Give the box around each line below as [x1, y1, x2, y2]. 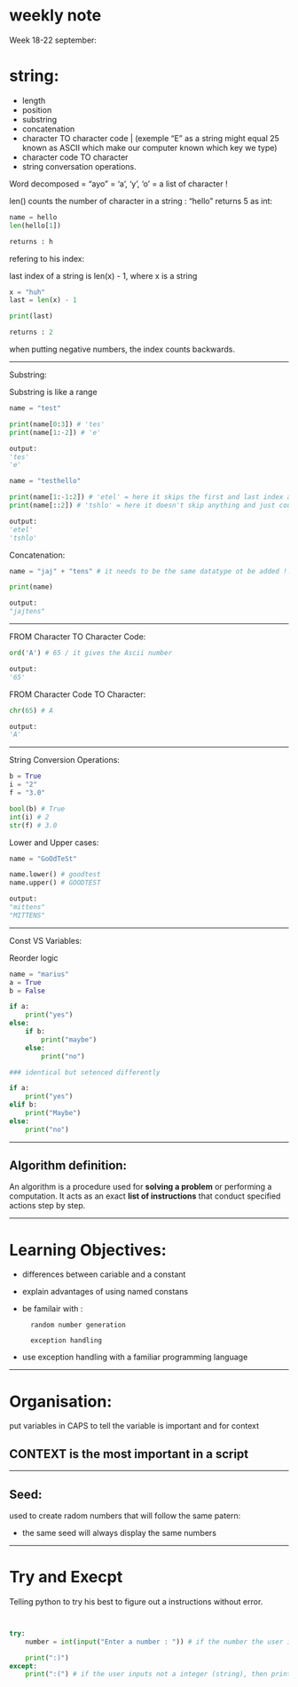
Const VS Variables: [9, 935, 82, 946]
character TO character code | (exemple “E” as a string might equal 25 [21, 132, 279, 143]
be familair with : [21, 1303, 83, 1314]
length [21, 95, 46, 106]
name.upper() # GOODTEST [9, 878, 101, 888]
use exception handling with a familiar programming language [21, 1351, 248, 1363]
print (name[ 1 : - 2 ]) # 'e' [9, 428, 101, 437]
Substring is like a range [9, 387, 98, 397]
